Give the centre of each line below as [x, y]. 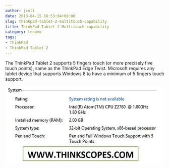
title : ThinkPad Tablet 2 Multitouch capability [57, 27]
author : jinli [20, 11]
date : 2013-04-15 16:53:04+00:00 [40, 16]
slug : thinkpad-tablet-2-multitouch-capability [56, 21]
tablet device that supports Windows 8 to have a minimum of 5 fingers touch [85, 74]
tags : [11, 37]
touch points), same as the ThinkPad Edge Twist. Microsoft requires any [80, 68]
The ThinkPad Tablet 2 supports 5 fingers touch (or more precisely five [79, 63]
